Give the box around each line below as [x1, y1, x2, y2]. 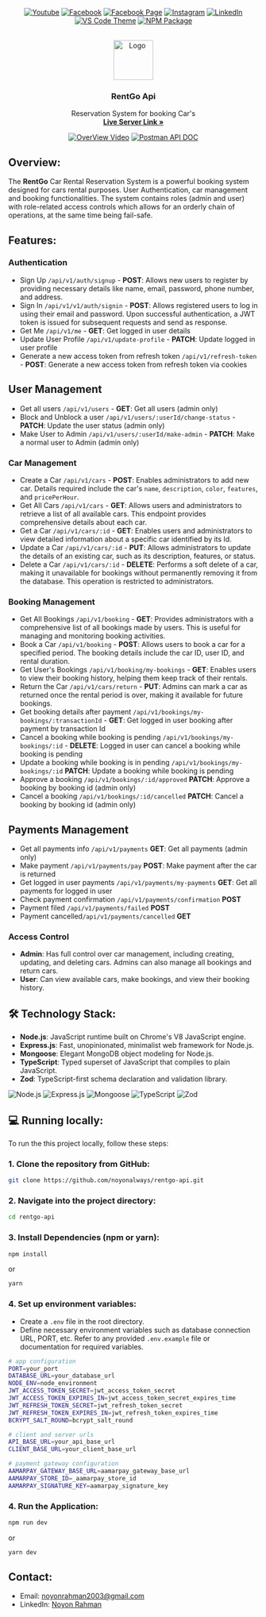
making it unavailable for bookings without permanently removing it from [19, 568, 258, 577]
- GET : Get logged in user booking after [103, 715, 233, 726]
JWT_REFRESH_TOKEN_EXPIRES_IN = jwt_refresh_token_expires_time [8, 1409, 218, 1417]
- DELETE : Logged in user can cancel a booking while [64, 741, 241, 750]
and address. [19, 292, 64, 302]
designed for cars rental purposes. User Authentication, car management [8, 185, 249, 194]
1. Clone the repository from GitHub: [8, 1158, 151, 1169]
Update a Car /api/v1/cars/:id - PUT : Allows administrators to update [19, 542, 252, 552]
